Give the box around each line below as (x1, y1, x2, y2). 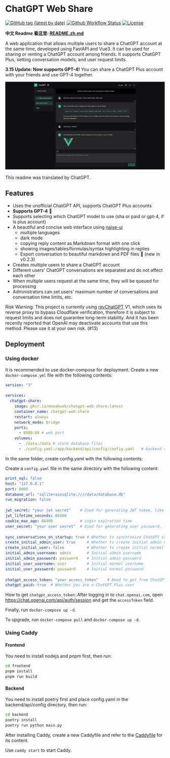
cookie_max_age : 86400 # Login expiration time (5, 518, 133, 524)
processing (12, 283, 36, 289)
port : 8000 (5, 486, 28, 491)
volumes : (14, 436, 33, 441)
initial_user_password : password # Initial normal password (5, 566, 144, 572)
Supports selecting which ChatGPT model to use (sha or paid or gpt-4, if (12, 213, 164, 219)
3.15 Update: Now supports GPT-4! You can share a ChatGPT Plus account (5, 66, 163, 72)
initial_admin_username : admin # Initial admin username (5, 551, 142, 556)
